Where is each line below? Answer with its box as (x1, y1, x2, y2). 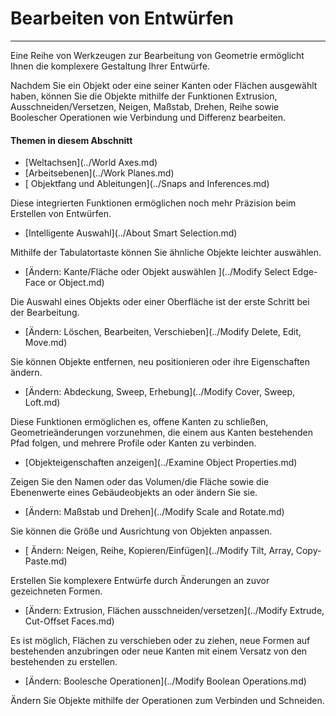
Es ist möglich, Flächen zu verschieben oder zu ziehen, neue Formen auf (10, 635, 311, 647)
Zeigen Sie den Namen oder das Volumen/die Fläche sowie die (10, 476, 270, 488)
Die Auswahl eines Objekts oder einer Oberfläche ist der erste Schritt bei (10, 296, 310, 308)
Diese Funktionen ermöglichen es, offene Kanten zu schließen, (10, 416, 269, 428)
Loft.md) (24, 397, 61, 409)
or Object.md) (47, 277, 105, 289)
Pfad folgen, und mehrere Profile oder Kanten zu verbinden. (10, 437, 257, 449)
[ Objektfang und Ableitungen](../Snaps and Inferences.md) (24, 178, 270, 190)
